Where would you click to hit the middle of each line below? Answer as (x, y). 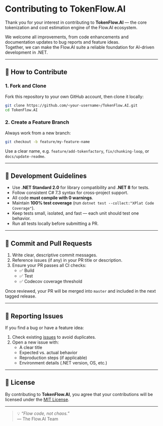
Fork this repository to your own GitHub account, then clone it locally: (74, 96)
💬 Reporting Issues (34, 316)
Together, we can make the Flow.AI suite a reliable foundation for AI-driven (80, 47)
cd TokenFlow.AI (21, 110)
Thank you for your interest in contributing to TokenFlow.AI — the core (76, 22)
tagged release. (21, 296)
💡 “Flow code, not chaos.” (43, 413)
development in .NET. (26, 52)
